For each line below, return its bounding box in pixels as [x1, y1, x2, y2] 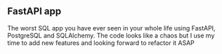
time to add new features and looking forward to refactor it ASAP [7, 38, 195, 47]
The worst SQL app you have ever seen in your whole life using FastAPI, [7, 24, 216, 32]
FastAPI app [7, 6, 62, 17]
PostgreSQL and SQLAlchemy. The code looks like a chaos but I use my [7, 31, 215, 39]
